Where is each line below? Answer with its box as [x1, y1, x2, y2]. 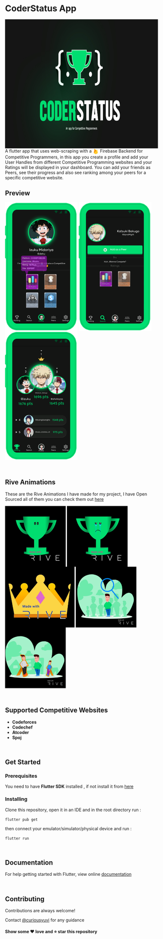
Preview [5, 189, 31, 197]
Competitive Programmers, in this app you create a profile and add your [5, 154, 148, 160]
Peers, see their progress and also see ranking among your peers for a [5, 170, 147, 175]
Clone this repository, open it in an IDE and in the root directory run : [5, 807, 142, 813]
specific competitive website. [5, 175, 64, 181]
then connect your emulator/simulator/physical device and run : [5, 825, 132, 831]
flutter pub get [5, 817, 38, 822]
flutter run [5, 836, 29, 841]
